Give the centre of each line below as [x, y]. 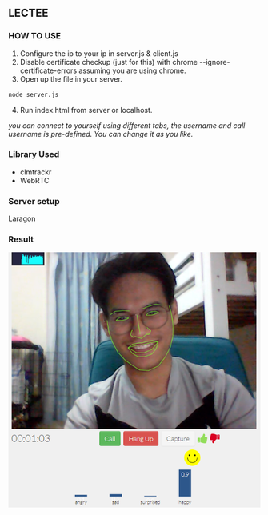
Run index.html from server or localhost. [86, 110]
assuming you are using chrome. [132, 70]
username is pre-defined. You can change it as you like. [101, 134]
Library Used [34, 154]
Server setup [34, 201]
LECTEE [28, 13]
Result [21, 239]
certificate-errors [48, 70]
